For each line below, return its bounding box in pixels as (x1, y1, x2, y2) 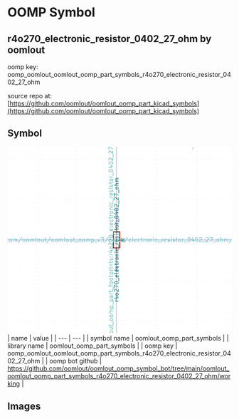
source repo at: (7, 92, 52, 100)
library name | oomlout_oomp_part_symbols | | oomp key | (7, 341, 178, 350)
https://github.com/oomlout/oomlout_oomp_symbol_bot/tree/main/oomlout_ (7, 364, 230, 373)
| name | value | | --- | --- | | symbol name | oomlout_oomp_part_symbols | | (7, 334, 229, 343)
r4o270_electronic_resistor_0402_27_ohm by (7, 33, 212, 45)
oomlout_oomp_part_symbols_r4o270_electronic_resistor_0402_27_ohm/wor (7, 372, 231, 381)
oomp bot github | (49, 357, 102, 366)
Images (7, 400, 41, 412)
